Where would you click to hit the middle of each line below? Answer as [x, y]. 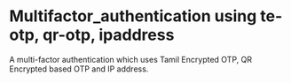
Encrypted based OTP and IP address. [79, 69]
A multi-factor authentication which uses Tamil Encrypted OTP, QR [131, 59]
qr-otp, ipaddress [109, 35]
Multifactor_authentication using [133, 16]
